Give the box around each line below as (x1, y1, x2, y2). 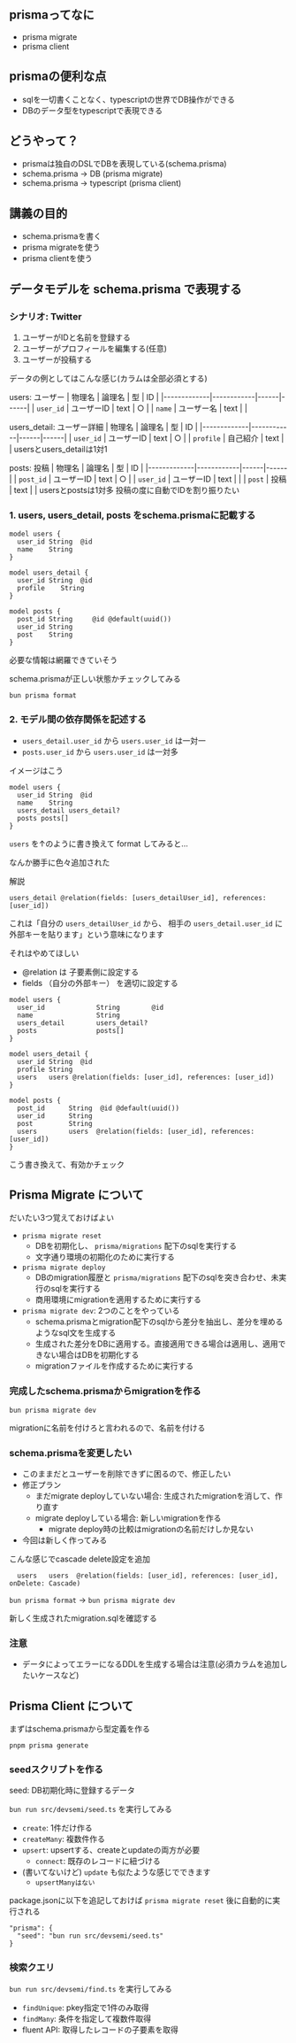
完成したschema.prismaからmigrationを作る (9, 1385, 201, 1398)
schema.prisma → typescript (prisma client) (21, 178, 182, 189)
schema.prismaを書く (21, 231, 102, 242)
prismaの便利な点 (9, 69, 107, 84)
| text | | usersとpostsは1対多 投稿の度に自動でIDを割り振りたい (9, 484, 240, 495)
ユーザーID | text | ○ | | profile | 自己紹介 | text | (108, 432, 285, 443)
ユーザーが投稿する (21, 354, 93, 365)
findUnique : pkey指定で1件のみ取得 (21, 2002, 149, 2013)
